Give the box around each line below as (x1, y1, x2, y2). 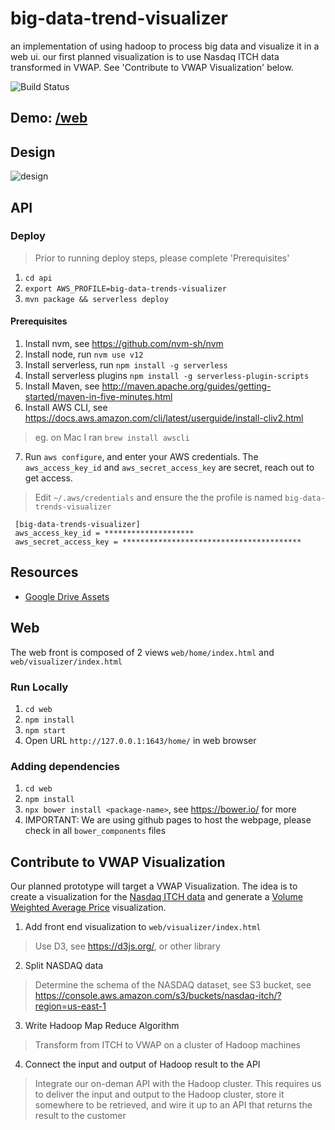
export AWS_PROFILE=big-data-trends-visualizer (24, 283, 227, 294)
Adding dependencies (10, 759, 120, 773)
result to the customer (34, 1110, 127, 1122)
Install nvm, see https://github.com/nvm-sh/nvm (24, 338, 224, 350)
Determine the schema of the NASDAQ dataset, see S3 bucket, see (34, 979, 312, 991)
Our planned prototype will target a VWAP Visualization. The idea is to (10, 880, 298, 892)
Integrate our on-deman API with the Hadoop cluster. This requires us (34, 1078, 322, 1090)
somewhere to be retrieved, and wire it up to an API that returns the (34, 1099, 313, 1111)
